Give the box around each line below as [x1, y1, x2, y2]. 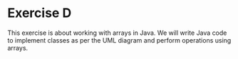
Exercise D [7, 5, 72, 21]
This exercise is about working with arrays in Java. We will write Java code [7, 28, 227, 37]
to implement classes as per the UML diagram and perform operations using [7, 36, 232, 44]
